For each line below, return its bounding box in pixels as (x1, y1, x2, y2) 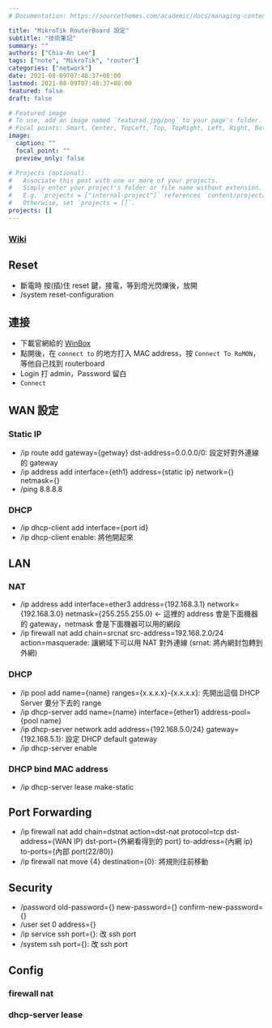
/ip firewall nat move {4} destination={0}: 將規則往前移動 (19, 857, 209, 867)
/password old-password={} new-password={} (19, 902, 178, 912)
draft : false (8, 94, 53, 102)
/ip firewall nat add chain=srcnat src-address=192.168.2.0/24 (19, 628, 224, 637)
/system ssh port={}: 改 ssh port (19, 940, 128, 949)
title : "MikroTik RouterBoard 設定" (8, 26, 130, 35)
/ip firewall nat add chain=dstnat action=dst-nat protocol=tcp (19, 827, 225, 837)
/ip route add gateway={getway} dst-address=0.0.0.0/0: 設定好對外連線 (19, 448, 259, 457)
